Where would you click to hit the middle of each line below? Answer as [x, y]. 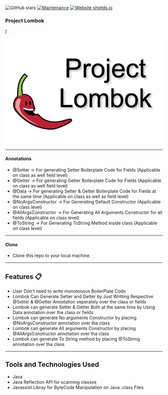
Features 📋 [23, 277]
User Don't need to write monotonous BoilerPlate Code [69, 291]
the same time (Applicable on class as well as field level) [70, 196]
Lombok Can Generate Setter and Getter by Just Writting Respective [83, 296]
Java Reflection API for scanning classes [54, 382]
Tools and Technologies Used [52, 365]
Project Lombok [25, 20]
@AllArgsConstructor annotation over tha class [61, 333]
